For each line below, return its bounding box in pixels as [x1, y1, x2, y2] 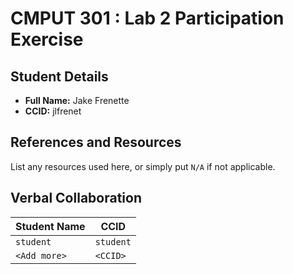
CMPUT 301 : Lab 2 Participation [10, 7, 285, 30]
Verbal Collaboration [10, 190, 142, 207]
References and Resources [10, 134, 182, 151]
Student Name [15, 219, 86, 233]
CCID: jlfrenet [24, 105, 82, 117]
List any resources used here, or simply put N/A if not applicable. [10, 160, 276, 172]
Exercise [10, 28, 84, 51]
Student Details [10, 68, 109, 85]
